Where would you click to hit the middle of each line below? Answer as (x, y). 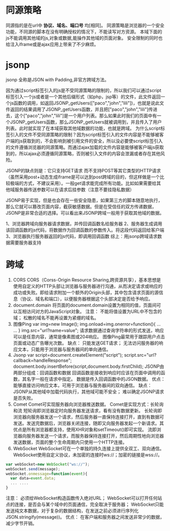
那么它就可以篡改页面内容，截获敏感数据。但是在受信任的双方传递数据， (81, 206)
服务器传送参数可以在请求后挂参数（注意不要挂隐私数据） (74, 189)
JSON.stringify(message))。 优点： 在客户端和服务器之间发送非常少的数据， (85, 517)
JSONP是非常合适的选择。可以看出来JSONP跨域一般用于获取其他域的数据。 (85, 213)
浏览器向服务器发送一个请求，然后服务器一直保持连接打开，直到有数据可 (88, 417)
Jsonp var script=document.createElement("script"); (68, 355)
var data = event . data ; (33, 478)
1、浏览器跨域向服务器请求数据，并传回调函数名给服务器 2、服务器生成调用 (84, 223)
